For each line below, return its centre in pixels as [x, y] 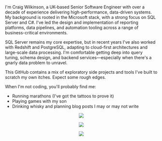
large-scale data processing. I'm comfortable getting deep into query [74, 52]
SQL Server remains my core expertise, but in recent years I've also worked [80, 42]
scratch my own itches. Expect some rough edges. [56, 77]
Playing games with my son [39, 101]
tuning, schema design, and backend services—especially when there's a [78, 57]
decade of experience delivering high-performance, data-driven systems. [79, 12]
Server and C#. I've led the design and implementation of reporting [72, 22]
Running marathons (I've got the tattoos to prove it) [63, 96]
